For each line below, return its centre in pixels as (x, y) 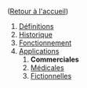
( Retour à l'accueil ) (38, 11)
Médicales (47, 68)
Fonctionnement (45, 43)
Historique (35, 35)
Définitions (36, 26)
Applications (39, 51)
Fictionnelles (51, 76)
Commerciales (54, 59)
